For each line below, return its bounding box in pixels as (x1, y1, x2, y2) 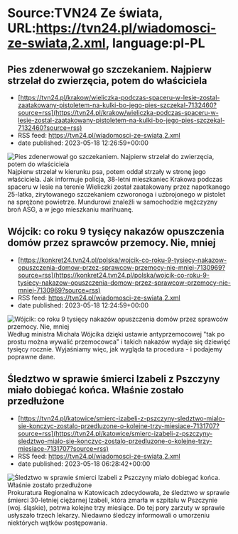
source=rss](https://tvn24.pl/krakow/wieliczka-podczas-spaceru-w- (17, 109, 219, 116)
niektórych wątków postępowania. (7, 518, 108, 527)
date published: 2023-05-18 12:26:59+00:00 (17, 138, 149, 147)
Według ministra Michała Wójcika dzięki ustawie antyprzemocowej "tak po (7, 329, 225, 338)
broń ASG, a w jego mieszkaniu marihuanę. (7, 205, 134, 214)
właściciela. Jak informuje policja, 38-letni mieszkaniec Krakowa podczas (7, 175, 223, 183)
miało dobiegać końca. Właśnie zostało (7, 384, 185, 396)
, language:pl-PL (105, 36, 205, 51)
